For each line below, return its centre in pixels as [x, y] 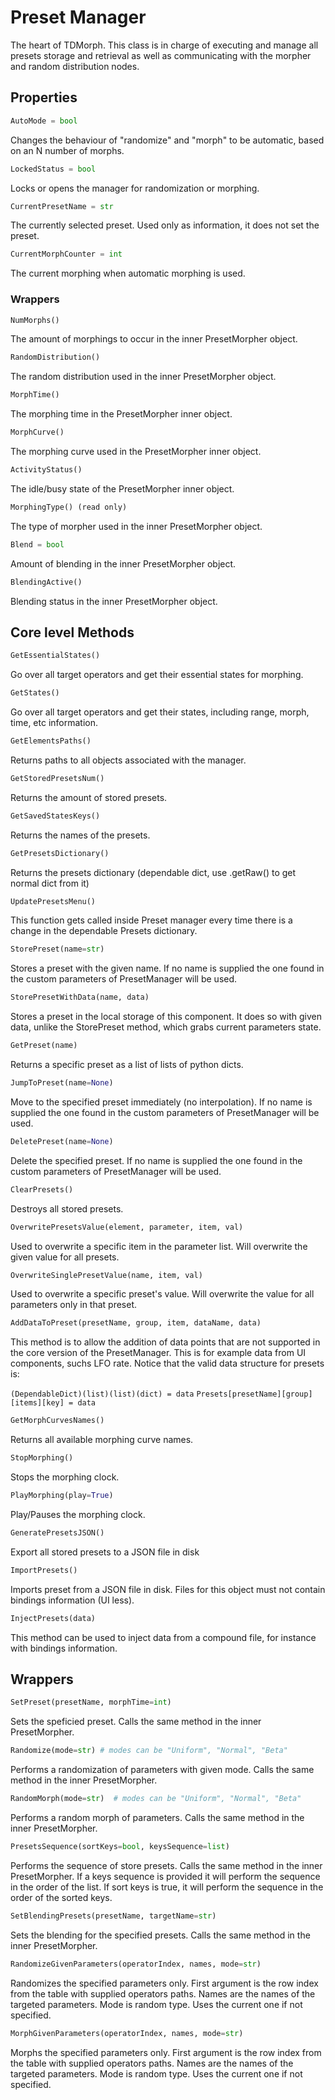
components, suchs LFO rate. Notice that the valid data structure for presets [167, 1363]
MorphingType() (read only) [69, 507]
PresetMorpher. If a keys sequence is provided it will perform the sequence [165, 1876]
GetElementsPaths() [51, 741]
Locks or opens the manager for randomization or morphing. [135, 188]
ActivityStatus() [46, 470]
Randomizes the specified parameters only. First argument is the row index [164, 1983]
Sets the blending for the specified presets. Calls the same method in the [160, 1935]
